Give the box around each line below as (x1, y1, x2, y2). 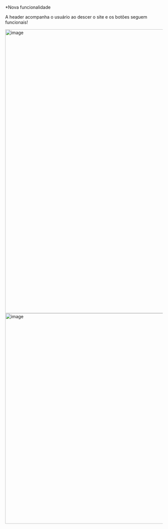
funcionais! (5, 20, 28, 25)
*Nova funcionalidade (5, 5, 51, 10)
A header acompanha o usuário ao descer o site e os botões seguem (5, 14, 147, 20)
